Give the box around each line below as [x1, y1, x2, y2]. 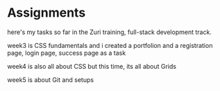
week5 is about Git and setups [7, 75, 94, 84]
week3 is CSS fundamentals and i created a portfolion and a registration [7, 41, 213, 49]
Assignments [7, 5, 86, 21]
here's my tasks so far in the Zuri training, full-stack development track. [7, 28, 212, 36]
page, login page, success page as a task [7, 49, 126, 57]
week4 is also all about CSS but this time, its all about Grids [7, 62, 177, 70]
